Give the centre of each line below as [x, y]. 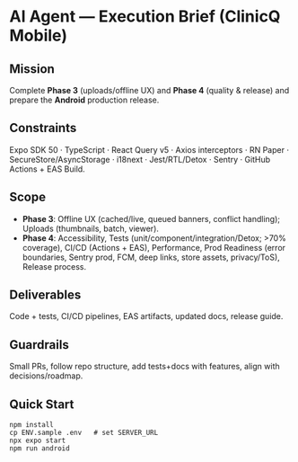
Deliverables [45, 295]
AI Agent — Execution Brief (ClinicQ [145, 17]
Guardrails [39, 345]
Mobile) [38, 36]
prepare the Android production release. [84, 100]
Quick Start [42, 404]
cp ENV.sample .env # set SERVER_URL [84, 433]
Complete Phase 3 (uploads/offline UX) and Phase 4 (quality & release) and [149, 90]
